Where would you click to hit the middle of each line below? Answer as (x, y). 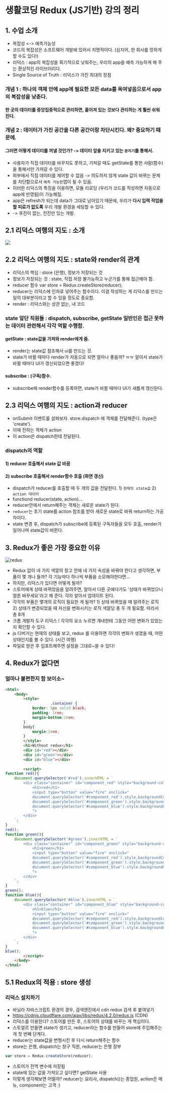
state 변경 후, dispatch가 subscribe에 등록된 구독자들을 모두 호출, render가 (87, 524)
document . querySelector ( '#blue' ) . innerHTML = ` (65, 900)
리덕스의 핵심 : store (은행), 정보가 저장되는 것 (58, 272)
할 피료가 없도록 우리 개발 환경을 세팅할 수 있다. (58, 207)
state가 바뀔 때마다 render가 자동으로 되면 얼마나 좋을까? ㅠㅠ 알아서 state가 (88, 357)
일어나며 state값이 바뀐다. (38, 530)
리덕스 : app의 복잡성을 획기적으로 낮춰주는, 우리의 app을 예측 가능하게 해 (84, 62)
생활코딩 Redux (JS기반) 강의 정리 (72, 10)
